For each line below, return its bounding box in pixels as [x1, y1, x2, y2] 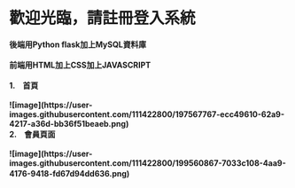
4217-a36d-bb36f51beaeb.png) [9, 118, 129, 129]
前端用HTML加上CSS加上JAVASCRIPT [9, 59, 151, 70]
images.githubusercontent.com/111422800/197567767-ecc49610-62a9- [9, 108, 285, 120]
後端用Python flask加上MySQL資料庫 [9, 39, 147, 50]
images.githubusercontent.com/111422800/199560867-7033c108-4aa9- [9, 157, 286, 168]
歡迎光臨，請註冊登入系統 [9, 8, 197, 28]
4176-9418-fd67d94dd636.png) [9, 168, 130, 178]
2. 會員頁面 [9, 129, 56, 139]
